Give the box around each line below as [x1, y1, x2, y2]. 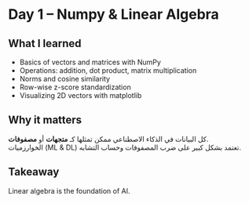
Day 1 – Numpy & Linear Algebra [8, 5, 220, 24]
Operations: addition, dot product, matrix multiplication [19, 66, 197, 75]
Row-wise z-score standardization [19, 82, 131, 92]
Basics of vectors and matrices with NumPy [19, 57, 161, 67]
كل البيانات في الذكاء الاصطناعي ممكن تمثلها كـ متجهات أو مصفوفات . [8, 134, 209, 143]
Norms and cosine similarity [19, 74, 111, 83]
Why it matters [8, 114, 82, 127]
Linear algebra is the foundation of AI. [8, 186, 130, 195]
